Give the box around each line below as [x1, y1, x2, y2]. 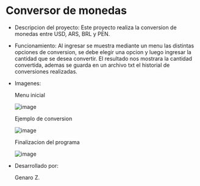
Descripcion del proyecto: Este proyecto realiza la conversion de [14, 24, 177, 31]
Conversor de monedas [5, 4, 127, 18]
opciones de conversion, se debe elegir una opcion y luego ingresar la [14, 48, 191, 55]
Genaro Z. [14, 174, 40, 181]
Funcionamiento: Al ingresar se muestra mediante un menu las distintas [14, 42, 195, 49]
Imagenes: [14, 80, 41, 87]
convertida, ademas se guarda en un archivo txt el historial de [14, 61, 170, 69]
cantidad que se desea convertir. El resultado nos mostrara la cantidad [14, 55, 193, 62]
